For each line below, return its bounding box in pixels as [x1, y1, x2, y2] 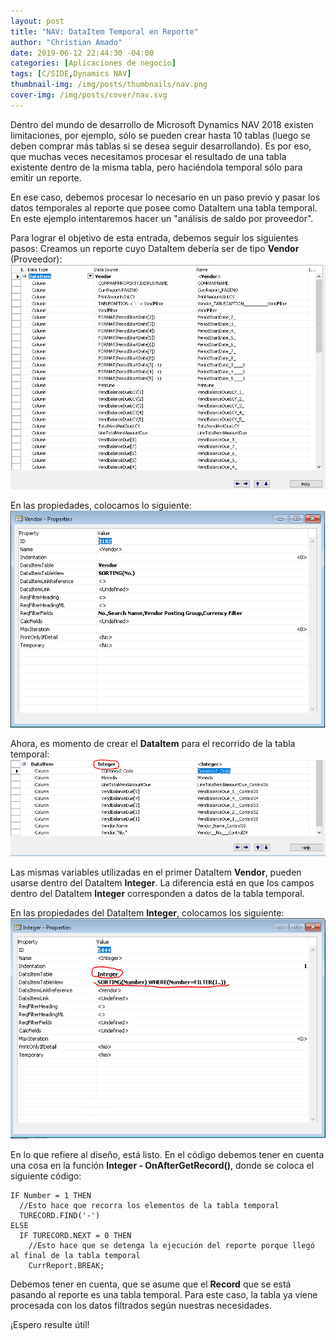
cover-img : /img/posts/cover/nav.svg [10, 90, 168, 100]
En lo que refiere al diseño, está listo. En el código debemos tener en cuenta [10, 1149, 325, 1161]
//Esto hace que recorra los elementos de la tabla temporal [19, 1201, 280, 1211]
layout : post [10, 16, 65, 26]
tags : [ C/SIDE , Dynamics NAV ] [10, 69, 132, 79]
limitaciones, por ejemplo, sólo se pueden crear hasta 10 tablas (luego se [10, 129, 311, 141]
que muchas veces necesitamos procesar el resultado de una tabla [10, 150, 287, 162]
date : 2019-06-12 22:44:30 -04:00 [10, 48, 155, 58]
